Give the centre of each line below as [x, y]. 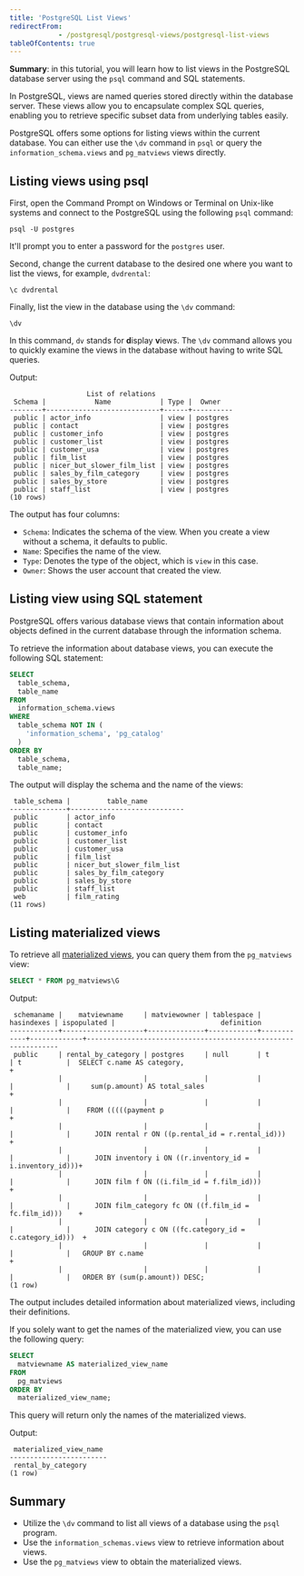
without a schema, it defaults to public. [95, 542]
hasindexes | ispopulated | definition [135, 1023]
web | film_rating [66, 897]
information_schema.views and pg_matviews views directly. [118, 153]
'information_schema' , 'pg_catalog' [95, 733]
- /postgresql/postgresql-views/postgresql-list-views [164, 35]
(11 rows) [28, 905]
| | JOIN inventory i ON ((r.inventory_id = [129, 1158]
